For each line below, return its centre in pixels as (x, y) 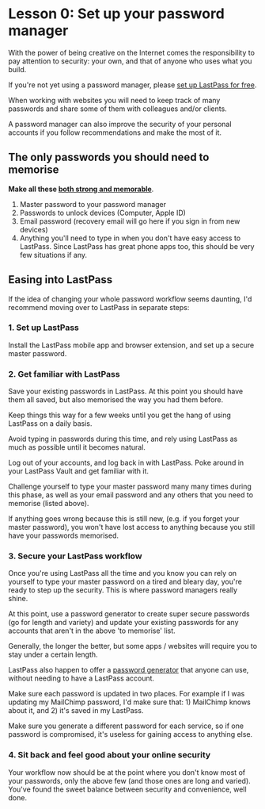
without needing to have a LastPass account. (81, 678)
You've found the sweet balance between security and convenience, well (127, 789)
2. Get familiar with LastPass (64, 374)
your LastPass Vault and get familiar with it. (78, 471)
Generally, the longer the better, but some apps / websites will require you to (133, 646)
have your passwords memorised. (64, 535)
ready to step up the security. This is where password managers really (123, 590)
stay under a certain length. (53, 654)
